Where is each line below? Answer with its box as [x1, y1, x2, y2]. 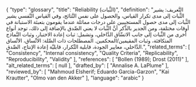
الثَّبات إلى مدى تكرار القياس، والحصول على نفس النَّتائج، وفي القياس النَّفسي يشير [6, 12, 185, 19]
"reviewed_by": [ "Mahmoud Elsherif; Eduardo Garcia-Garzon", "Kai [6, 68, 170, 75]
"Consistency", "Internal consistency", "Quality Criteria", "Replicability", [6, 50, 178, 56]
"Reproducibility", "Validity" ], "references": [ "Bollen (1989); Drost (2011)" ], [6, 56, 189, 62]
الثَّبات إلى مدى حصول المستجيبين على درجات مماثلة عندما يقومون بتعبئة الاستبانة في [6, 19, 191, 25]
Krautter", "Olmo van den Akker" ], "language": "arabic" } [6, 74, 144, 81]
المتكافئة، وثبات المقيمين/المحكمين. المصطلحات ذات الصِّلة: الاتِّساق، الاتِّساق [6, 37, 173, 44]
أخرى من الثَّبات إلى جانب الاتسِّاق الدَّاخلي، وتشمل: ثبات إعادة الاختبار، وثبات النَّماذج [6, 31, 187, 38]
